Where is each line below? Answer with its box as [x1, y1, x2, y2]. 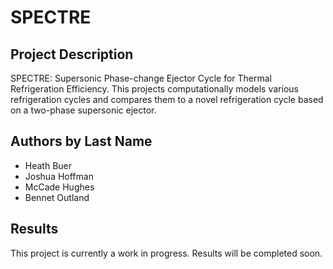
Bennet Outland [24, 191, 90, 203]
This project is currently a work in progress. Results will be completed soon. [10, 247, 323, 259]
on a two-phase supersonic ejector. [10, 104, 157, 116]
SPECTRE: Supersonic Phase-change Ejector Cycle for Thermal [10, 72, 272, 84]
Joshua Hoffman [24, 170, 94, 182]
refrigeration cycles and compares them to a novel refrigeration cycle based [10, 94, 324, 105]
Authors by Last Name [10, 133, 153, 150]
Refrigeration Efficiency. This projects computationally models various [10, 83, 299, 95]
